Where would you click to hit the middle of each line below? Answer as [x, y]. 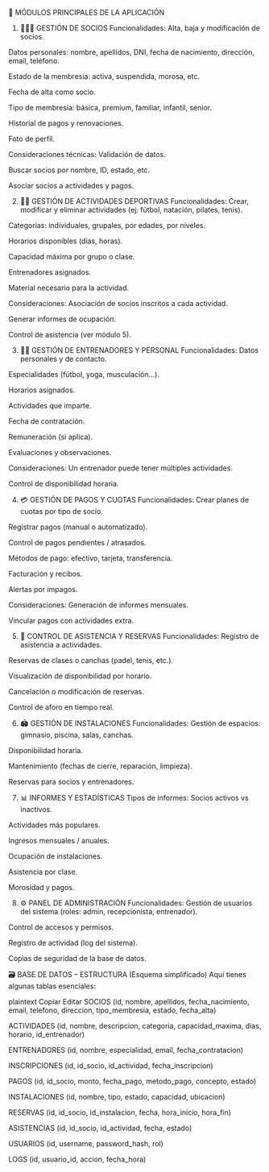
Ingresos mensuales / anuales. [59, 841]
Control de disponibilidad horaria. [64, 484]
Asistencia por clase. [43, 872]
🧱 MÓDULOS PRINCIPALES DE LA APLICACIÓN [87, 12]
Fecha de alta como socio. [52, 92]
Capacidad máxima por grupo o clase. [72, 257]
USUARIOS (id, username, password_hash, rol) [86, 1143]
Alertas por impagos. [43, 589]
